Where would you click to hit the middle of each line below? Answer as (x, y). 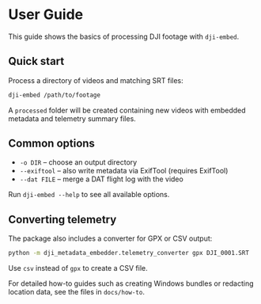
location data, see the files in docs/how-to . (76, 292)
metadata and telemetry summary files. (72, 118)
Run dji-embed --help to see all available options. (89, 195)
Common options (51, 144)
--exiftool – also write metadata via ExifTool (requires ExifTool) (124, 171)
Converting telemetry (62, 219)
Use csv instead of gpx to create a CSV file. (78, 268)
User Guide (46, 15)
